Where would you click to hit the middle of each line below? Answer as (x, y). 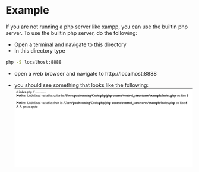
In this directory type (40, 50)
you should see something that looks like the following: (81, 85)
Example (27, 10)
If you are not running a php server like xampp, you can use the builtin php (97, 27)
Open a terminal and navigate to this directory (70, 44)
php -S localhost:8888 (34, 62)
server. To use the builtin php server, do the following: (72, 33)
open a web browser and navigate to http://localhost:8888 (85, 73)
